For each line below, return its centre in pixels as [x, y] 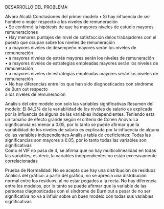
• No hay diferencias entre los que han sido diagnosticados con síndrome [79, 84]
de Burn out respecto [26, 89]
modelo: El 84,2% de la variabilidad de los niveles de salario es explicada [79, 109]
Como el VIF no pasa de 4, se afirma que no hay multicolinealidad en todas [81, 150]
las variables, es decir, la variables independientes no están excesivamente [81, 156]
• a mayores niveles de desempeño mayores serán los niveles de [71, 48]
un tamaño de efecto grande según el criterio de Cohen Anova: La [72, 119]
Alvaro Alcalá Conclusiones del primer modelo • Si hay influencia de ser [78, 16]
